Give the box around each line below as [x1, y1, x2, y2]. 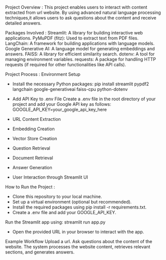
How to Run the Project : [5, 184, 55, 190]
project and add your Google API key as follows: [12, 101, 111, 107]
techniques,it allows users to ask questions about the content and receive [5, 15, 157, 20]
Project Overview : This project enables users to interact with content [5, 4, 148, 10]
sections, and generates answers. [5, 249, 75, 255]
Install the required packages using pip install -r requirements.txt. [12, 204, 147, 210]
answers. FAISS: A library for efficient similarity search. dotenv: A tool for [5, 51, 155, 57]
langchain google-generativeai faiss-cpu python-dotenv [12, 86, 128, 92]
